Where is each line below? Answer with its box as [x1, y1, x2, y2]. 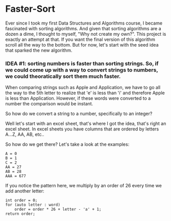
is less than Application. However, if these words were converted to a [5, 95, 151, 101]
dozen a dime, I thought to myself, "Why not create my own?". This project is [5, 31, 166, 37]
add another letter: [5, 188, 44, 194]
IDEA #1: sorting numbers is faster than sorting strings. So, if [5, 60, 159, 67]
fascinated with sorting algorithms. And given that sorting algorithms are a [5, 25, 162, 31]
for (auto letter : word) [5, 203, 60, 208]
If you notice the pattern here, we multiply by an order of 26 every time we [5, 183, 162, 189]
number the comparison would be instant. [5, 101, 93, 107]
